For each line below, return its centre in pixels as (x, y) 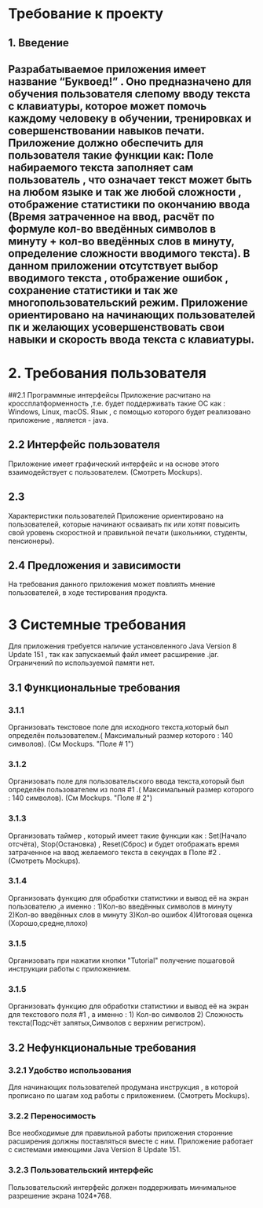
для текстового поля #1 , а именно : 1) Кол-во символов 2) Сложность (126, 1015)
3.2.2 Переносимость (52, 1116)
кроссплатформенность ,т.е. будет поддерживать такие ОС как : (117, 403)
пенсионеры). (31, 541)
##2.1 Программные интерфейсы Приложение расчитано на (110, 395)
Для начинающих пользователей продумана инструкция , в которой (123, 1087)
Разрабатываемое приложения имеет (107, 69)
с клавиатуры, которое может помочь (108, 106)
